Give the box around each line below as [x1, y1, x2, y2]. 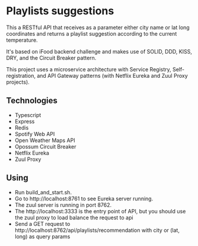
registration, [6, 72, 36, 79]
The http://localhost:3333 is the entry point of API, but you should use [14, 207, 186, 215]
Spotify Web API [14, 130, 55, 137]
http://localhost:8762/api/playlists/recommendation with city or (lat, [14, 226, 180, 234]
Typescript [14, 111, 41, 118]
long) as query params [14, 233, 71, 240]
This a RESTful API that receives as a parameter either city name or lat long [6, 24, 190, 31]
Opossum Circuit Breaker [14, 143, 76, 150]
